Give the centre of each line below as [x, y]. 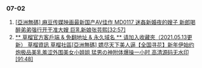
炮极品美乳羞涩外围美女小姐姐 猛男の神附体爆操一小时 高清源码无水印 [102, 52]
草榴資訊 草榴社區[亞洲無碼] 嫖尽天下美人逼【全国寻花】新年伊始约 [111, 45]
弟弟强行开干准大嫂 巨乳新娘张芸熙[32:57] [73, 30]
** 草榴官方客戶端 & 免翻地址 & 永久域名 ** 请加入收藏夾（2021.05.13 [101, 37]
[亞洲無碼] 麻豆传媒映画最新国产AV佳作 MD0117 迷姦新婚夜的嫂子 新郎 [103, 22]
